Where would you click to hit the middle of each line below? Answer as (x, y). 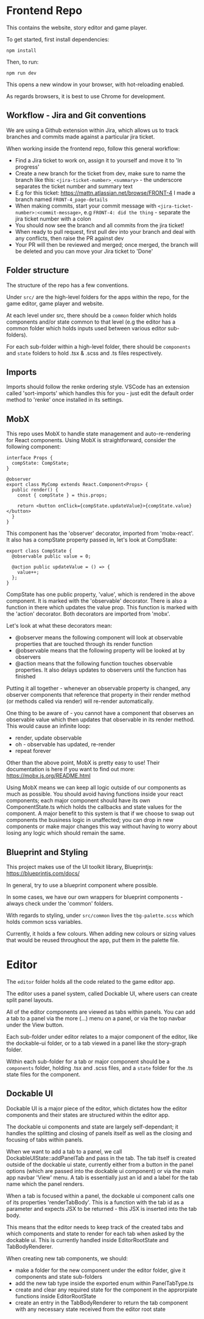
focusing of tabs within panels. (45, 1139)
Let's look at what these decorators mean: (59, 626)
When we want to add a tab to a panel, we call (64, 1151)
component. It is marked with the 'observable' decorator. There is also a (97, 601)
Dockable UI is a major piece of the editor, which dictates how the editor (97, 1108)
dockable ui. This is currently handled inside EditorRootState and (87, 1240)
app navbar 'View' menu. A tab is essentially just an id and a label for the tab (102, 1177)
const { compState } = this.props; (62, 495)
